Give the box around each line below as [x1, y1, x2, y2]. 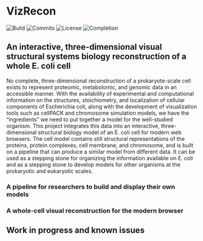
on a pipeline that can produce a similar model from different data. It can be [6, 148, 196, 155]
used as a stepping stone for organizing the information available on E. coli [6, 154, 193, 161]
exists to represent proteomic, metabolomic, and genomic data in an [6, 83, 177, 90]
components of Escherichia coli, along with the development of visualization [6, 103, 198, 110]
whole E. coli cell [6, 61, 71, 71]
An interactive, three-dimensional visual [6, 42, 162, 52]
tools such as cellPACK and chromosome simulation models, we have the [6, 109, 190, 117]
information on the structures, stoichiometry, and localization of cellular [6, 96, 185, 104]
